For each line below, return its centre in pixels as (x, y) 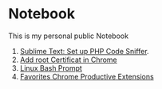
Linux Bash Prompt (51, 68)
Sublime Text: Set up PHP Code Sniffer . (84, 51)
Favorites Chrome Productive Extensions (87, 76)
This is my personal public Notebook (69, 36)
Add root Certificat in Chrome (68, 60)
